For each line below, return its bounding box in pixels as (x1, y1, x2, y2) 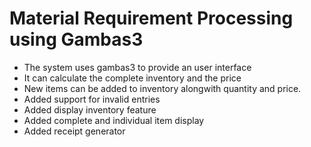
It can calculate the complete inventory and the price (23, 72, 242, 84)
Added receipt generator (23, 125, 126, 137)
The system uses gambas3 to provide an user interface (23, 61, 252, 73)
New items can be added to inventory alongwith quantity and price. (23, 82, 302, 94)
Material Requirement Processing (9, 7, 294, 30)
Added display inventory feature (23, 103, 157, 116)
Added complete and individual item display (23, 114, 205, 126)
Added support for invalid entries (23, 93, 161, 105)
